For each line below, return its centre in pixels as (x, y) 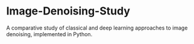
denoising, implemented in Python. (49, 34)
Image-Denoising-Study (68, 11)
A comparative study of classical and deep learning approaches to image (97, 28)
